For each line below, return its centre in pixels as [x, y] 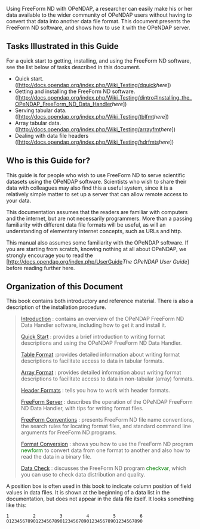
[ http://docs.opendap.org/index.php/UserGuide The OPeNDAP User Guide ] [98, 261]
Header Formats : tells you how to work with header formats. [95, 391]
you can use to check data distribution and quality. [83, 475]
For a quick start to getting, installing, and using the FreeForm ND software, [99, 61]
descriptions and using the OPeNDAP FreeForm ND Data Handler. [101, 343]
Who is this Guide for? [48, 161]
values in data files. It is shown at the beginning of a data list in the [88, 493]
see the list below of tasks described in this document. [73, 67]
